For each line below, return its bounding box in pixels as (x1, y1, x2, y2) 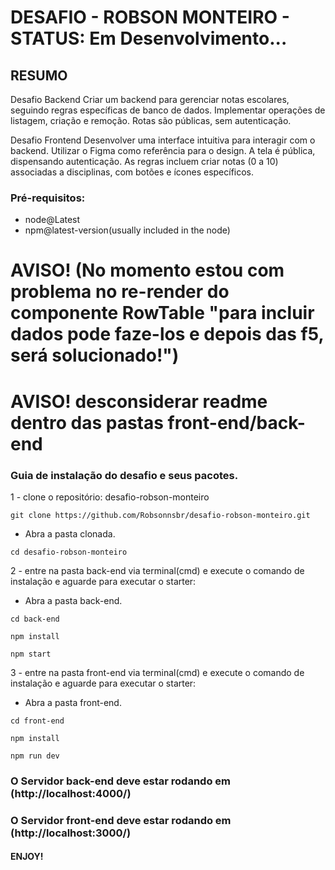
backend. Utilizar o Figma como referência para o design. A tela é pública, (10, 145, 316, 156)
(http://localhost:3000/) (10, 826, 132, 840)
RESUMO (10, 67, 68, 84)
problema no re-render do (10, 281, 230, 303)
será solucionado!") (10, 344, 180, 367)
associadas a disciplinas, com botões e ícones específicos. (10, 166, 255, 178)
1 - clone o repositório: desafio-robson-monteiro (10, 491, 210, 503)
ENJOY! (10, 851, 44, 863)
